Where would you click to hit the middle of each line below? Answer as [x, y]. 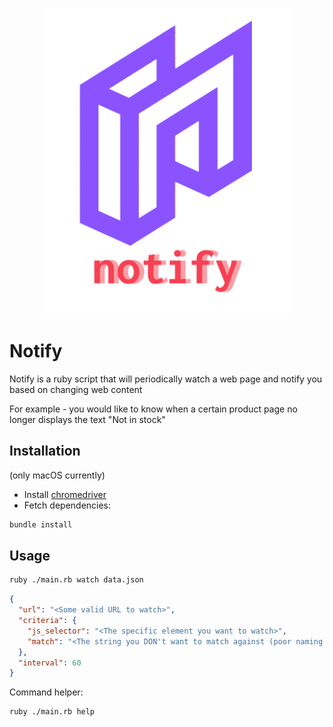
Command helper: [46, 692]
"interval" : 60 [50, 663]
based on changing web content [76, 389]
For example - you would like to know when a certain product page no [153, 409]
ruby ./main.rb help [52, 712]
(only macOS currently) [57, 475]
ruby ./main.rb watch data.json [76, 580]
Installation [45, 451]
